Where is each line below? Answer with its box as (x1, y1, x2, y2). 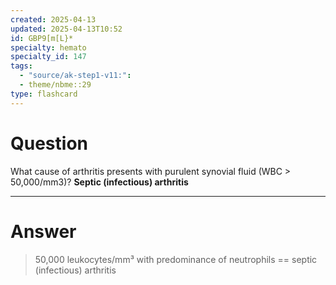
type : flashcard (10, 89, 78, 99)
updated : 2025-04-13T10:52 (10, 24, 123, 34)
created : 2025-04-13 (10, 14, 97, 25)
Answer (10, 220, 77, 243)
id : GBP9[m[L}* (10, 33, 74, 43)
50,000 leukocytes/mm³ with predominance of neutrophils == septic (34, 253, 318, 265)
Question (10, 132, 88, 155)
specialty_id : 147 (10, 52, 87, 62)
